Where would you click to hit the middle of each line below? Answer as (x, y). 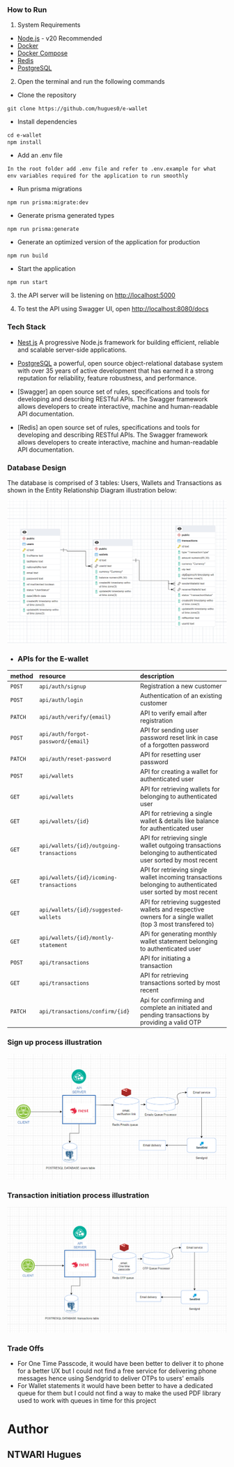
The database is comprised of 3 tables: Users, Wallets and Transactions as (115, 482)
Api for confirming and (172, 1000)
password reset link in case (179, 737)
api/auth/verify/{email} (75, 717)
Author (28, 1429)
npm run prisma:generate (43, 229)
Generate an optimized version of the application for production (109, 242)
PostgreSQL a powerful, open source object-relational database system (120, 363)
